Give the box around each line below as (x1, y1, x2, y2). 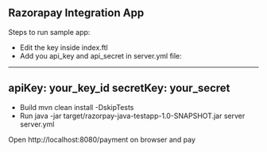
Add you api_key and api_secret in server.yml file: (19, 51, 183, 60)
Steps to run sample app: (8, 27, 91, 36)
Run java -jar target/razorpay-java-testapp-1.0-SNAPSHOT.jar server (19, 111, 246, 120)
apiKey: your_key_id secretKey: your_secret (8, 82, 230, 95)
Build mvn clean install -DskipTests (19, 102, 134, 112)
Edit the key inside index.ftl (19, 43, 109, 52)
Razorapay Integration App (8, 6, 145, 20)
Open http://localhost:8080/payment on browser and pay (8, 135, 196, 144)
